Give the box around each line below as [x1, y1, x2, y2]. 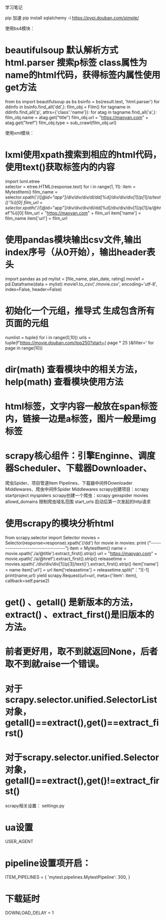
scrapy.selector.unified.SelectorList [5, 694, 158, 705]
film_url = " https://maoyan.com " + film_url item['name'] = [24, 210, 141, 216]
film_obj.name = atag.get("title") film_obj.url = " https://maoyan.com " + [5, 114, 149, 120]
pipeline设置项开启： [5, 857, 91, 869]
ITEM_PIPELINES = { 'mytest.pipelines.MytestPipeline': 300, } [5, 874, 130, 880]
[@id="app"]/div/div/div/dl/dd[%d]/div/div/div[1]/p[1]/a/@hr [40, 205, 162, 211]
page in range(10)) [5, 345, 43, 351]
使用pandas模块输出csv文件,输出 [5, 234, 142, 246]
